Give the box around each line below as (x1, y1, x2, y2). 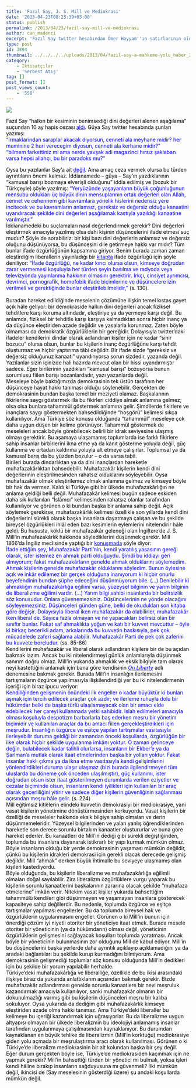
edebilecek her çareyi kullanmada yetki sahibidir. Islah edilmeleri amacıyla (6, 707, 184, 715)
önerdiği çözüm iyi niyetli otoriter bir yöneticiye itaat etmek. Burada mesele (6, 919, 185, 926)
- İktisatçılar (16, 63, 54, 69)
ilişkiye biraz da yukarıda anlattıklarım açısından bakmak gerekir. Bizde (6, 975, 176, 982)
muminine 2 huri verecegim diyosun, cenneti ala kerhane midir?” (6, 142, 160, 149)
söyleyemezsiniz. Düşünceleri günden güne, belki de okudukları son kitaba (6, 602, 185, 609)
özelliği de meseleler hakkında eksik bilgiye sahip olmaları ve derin (6, 813, 166, 820)
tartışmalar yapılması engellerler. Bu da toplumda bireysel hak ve (6, 906, 161, 914)
